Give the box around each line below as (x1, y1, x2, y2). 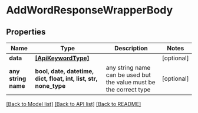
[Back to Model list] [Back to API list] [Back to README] (6, 101, 141, 107)
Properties (6, 27, 46, 37)
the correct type (105, 85, 151, 94)
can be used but (105, 71, 151, 79)
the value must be (105, 78, 156, 86)
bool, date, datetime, (35, 67, 94, 75)
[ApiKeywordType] (35, 54, 90, 62)
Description (114, 44, 148, 52)
